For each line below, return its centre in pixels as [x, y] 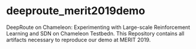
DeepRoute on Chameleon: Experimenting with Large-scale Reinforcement [98, 27]
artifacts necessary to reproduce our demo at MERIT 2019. [79, 40]
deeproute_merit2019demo [76, 11]
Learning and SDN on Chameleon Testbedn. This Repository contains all [95, 33]
